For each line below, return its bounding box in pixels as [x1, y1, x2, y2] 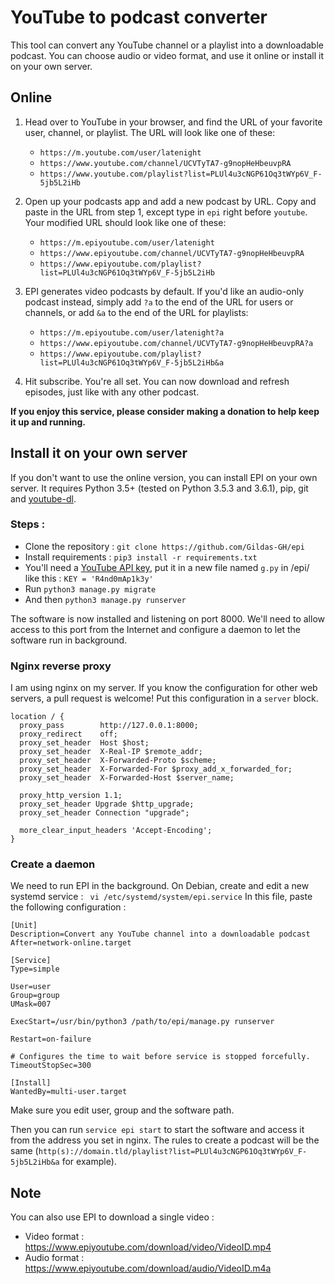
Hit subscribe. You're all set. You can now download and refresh [24, 375, 290, 387]
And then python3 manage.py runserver [24, 593, 187, 605]
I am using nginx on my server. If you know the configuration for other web [10, 682, 318, 694]
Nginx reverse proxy [10, 659, 112, 673]
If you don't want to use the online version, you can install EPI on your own [10, 471, 318, 483]
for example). [61, 1156, 117, 1168]
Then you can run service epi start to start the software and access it [10, 1124, 305, 1136]
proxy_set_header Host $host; [19, 738, 150, 748]
